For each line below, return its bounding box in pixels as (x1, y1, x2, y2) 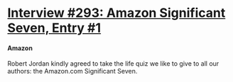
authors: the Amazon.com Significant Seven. (7, 67, 138, 76)
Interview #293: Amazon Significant (7, 5, 226, 21)
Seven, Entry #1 (7, 20, 102, 36)
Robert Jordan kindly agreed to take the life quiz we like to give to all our (7, 59, 220, 68)
